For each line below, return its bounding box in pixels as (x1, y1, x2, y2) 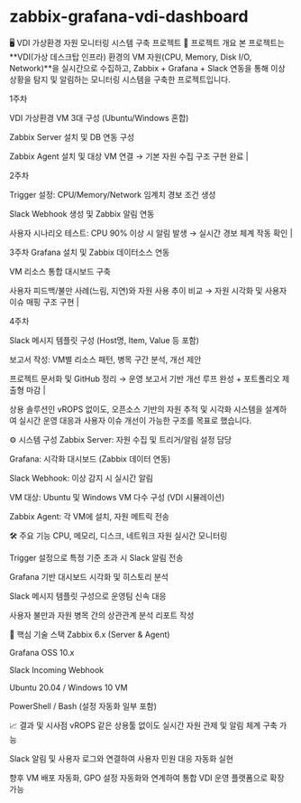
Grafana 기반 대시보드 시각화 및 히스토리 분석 (9, 571, 169, 582)
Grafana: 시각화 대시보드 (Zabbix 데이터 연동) (9, 453, 171, 464)
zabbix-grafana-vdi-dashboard (9, 6, 249, 27)
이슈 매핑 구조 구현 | (9, 296, 79, 307)
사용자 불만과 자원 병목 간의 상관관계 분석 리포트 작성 (9, 610, 195, 621)
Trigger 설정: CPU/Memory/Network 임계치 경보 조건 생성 (9, 189, 216, 200)
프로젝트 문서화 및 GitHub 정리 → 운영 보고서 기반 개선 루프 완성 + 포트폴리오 (9, 373, 281, 384)
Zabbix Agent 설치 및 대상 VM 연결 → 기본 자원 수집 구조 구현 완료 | (9, 151, 250, 162)
